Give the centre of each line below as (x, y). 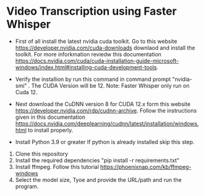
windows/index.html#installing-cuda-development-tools (86, 67)
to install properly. (50, 130)
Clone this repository (42, 154)
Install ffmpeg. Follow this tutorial (57, 167)
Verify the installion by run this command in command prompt (93, 79)
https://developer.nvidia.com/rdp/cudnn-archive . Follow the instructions (106, 110)
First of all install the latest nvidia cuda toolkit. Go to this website (96, 41)
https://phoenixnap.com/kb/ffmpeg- (146, 167)
